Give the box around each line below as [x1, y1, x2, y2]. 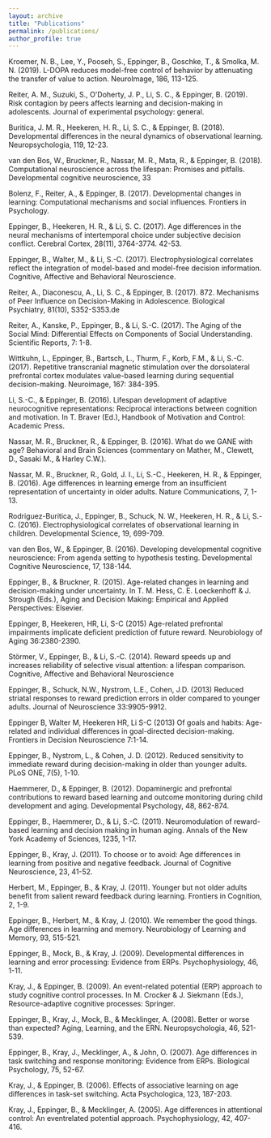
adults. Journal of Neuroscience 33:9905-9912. [8, 702, 167, 712]
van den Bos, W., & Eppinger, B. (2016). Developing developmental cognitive [8, 545, 262, 554]
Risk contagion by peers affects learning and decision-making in [8, 98, 223, 108]
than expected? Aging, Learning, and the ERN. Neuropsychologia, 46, [8, 1024, 240, 1033]
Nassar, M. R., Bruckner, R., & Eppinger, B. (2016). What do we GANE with [8, 437, 253, 446]
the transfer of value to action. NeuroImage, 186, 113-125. [8, 74, 198, 84]
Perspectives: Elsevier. [8, 603, 84, 613]
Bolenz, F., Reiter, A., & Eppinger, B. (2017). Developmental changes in [8, 188, 242, 199]
